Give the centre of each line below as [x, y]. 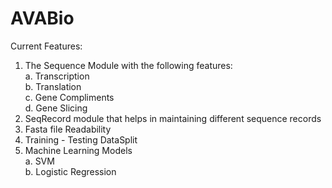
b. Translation [53, 86]
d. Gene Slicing [56, 108]
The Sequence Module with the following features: [128, 65]
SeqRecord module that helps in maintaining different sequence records [173, 118]
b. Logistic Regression [70, 171]
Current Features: [46, 46]
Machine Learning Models [78, 150]
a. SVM [39, 161]
